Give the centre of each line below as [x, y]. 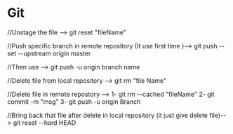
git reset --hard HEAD [45, 122]
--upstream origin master [54, 53]
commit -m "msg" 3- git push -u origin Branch [74, 101]
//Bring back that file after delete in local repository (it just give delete [108, 115]
